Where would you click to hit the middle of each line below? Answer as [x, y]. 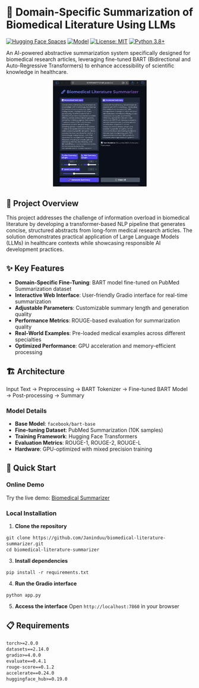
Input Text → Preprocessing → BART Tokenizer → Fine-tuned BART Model [97, 389]
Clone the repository [41, 526]
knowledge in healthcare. [37, 72]
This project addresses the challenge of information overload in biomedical [98, 218]
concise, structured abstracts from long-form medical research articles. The [99, 230]
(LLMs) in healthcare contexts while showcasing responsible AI [83, 243]
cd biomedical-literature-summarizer [53, 550]
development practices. [35, 249]
